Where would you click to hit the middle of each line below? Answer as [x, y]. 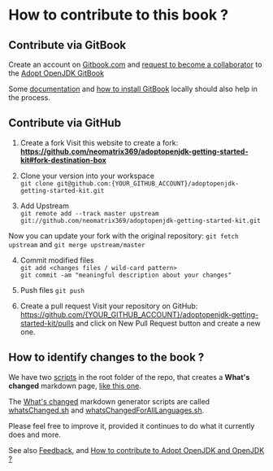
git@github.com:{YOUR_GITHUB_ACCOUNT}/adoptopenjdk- [148, 183]
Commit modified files [57, 260]
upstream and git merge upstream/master [77, 244]
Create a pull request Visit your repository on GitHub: [109, 306]
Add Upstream [44, 206]
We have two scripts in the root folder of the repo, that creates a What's [129, 377]
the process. [29, 98]
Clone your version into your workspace [87, 176]
